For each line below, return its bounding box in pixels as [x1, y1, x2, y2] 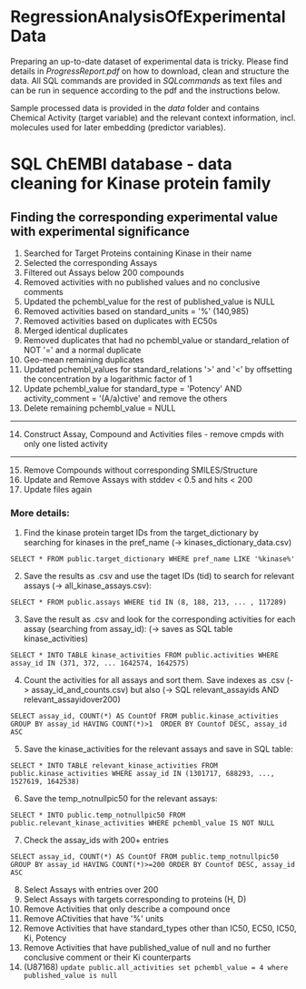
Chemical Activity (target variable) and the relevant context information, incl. [10, 112, 296, 123]
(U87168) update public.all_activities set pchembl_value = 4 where [23, 962, 289, 973]
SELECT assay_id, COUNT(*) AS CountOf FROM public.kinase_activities [10, 712, 280, 721]
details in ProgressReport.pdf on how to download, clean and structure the [10, 66, 290, 76]
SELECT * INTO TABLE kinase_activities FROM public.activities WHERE [10, 651, 280, 660]
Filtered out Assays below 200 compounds [23, 267, 184, 278]
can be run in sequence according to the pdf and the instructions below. [10, 85, 281, 96]
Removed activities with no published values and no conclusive [23, 276, 261, 288]
